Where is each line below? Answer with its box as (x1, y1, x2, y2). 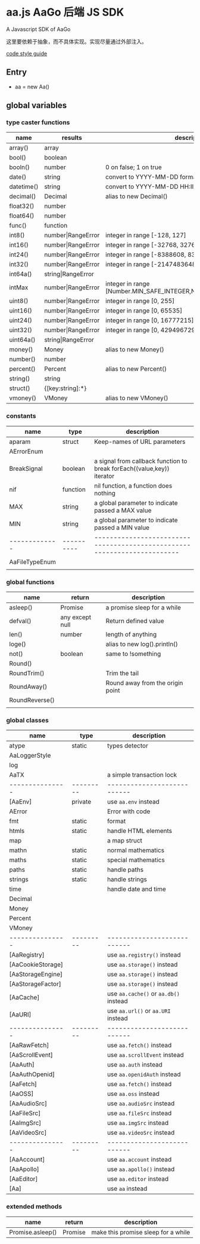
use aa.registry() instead (107, 951, 181, 959)
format (107, 817, 126, 825)
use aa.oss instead (107, 1090, 160, 1098)
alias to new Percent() (105, 365, 167, 373)
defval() (9, 617, 32, 625)
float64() (9, 212, 35, 220)
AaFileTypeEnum (9, 557, 57, 566)
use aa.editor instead (107, 1175, 169, 1183)
